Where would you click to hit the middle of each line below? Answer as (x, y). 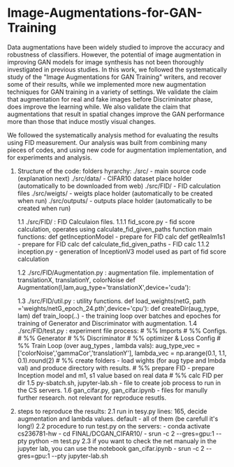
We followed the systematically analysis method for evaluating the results (113, 135)
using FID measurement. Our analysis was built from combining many (107, 142)
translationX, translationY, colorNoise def (76, 280)
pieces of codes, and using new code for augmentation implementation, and (117, 150)
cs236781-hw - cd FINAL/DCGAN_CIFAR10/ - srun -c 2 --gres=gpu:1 (116, 433)
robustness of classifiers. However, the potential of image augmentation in (114, 55)
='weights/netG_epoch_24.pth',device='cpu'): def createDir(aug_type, (118, 308)
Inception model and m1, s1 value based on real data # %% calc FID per (120, 375)
